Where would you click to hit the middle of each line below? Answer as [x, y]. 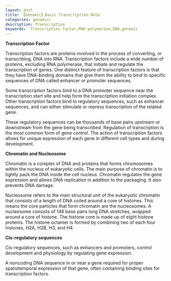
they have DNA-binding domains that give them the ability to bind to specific [86, 75]
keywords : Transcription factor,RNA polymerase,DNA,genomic [72, 29]
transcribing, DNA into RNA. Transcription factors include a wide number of [84, 59]
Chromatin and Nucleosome [36, 154]
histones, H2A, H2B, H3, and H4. [40, 228]
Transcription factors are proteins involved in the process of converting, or [84, 54]
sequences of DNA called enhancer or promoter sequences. [69, 81]
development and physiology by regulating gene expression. [69, 253]
